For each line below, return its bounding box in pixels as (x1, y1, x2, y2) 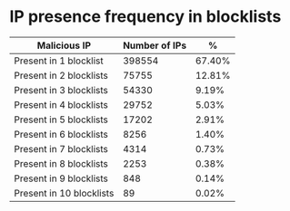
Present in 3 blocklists (14, 83, 109, 96)
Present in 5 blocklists (14, 113, 109, 126)
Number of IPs (122, 39, 187, 52)
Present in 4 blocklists (14, 98, 109, 110)
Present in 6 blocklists (14, 128, 109, 140)
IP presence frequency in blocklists (9, 6, 282, 27)
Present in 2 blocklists (14, 69, 109, 82)
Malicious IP (36, 39, 92, 52)
